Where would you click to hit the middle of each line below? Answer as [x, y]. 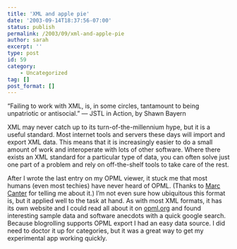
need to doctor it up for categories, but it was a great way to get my [105, 231]
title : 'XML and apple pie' [49, 14]
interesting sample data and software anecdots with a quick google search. [117, 216]
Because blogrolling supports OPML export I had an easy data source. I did [116, 224]
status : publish [31, 27]
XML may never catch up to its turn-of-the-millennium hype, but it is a [109, 127]
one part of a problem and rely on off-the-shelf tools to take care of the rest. [118, 165]
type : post [23, 54]
